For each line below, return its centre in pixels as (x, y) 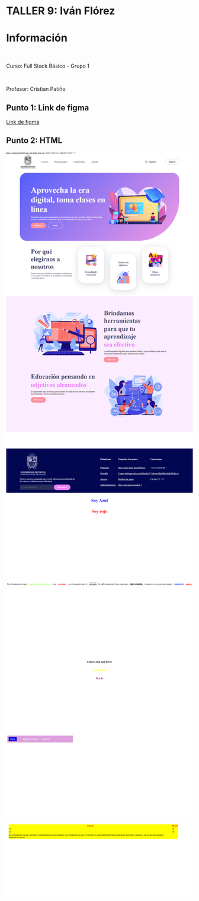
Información (37, 38)
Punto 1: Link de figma (48, 108)
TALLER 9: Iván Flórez (61, 11)
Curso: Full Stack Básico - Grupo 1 (48, 66)
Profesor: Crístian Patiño (36, 89)
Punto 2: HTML (34, 141)
